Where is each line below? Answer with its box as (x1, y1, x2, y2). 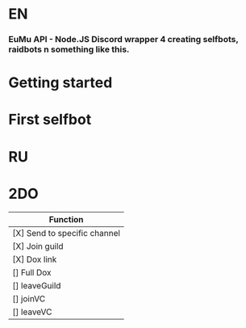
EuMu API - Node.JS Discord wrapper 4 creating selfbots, (8, 34, 239, 45)
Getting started (8, 74, 113, 92)
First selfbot (8, 111, 92, 129)
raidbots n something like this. (8, 44, 130, 55)
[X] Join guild (12, 240, 64, 251)
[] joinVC (12, 292, 46, 304)
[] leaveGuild (12, 280, 61, 291)
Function (48, 213, 84, 225)
